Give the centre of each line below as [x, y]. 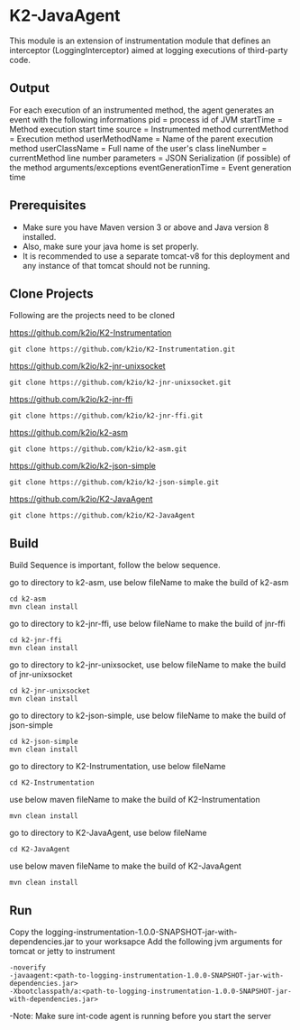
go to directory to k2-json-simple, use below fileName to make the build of [148, 716]
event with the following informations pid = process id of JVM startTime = [146, 119]
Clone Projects [52, 294]
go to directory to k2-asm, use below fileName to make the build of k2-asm [149, 583]
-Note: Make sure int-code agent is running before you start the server [141, 1016]
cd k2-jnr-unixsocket [50, 691]
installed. [39, 236]
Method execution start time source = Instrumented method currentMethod [149, 129]
